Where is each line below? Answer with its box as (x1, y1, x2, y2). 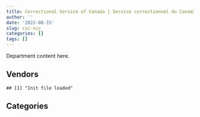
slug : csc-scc (6, 25, 42, 31)
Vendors (6, 69, 39, 80)
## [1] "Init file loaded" (6, 85, 73, 91)
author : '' (6, 14, 33, 20)
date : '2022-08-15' (6, 19, 55, 25)
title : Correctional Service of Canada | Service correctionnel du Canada (6, 8, 196, 15)
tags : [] (6, 36, 28, 42)
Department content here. (6, 53, 70, 59)
